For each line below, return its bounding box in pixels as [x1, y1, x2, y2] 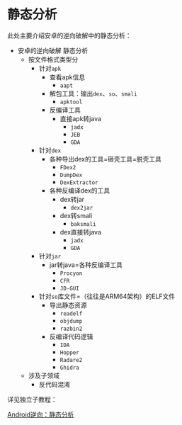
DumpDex [59, 171, 83, 178]
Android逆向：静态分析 [7, 410, 74, 419]
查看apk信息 [49, 72, 86, 81]
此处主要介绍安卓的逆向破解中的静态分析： [7, 31, 132, 40]
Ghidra [59, 364, 79, 371]
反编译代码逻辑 [49, 332, 93, 341]
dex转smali [59, 211, 93, 220]
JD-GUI [59, 285, 79, 292]
